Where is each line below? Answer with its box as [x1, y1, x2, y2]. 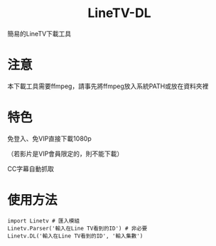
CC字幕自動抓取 [7, 164, 55, 173]
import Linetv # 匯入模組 [7, 217, 80, 225]
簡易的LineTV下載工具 [7, 29, 72, 38]
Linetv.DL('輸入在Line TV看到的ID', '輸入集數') [7, 232, 144, 240]
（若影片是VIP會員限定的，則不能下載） [7, 149, 124, 158]
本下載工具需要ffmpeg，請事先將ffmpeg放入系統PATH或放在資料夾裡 [7, 82, 209, 90]
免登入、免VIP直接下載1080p [7, 134, 92, 143]
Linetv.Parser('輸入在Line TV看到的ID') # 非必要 [7, 225, 148, 232]
